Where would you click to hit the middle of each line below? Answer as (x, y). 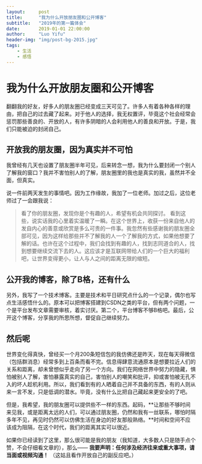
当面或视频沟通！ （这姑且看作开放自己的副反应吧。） (72, 455)
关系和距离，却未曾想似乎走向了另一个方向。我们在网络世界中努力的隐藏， (98, 369)
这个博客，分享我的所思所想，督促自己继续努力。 (72, 318)
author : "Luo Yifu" (36, 34)
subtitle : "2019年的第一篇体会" (46, 23)
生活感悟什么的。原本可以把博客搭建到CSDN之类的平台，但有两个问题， (100, 303)
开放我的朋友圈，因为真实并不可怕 (69, 149)
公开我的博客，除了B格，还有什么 (68, 279)
